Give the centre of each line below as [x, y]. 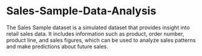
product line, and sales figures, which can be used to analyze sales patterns [101, 40]
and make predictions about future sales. [57, 46]
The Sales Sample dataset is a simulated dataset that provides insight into [98, 27]
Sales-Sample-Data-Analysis [81, 11]
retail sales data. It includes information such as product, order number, [95, 33]
